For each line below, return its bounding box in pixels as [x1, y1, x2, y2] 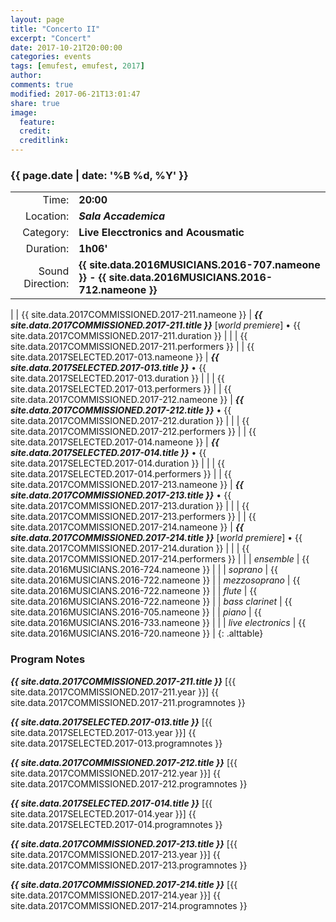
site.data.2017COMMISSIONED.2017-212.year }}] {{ [10, 767, 221, 779]
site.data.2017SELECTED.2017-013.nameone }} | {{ [10, 351, 220, 363]
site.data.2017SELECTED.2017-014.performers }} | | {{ [10, 468, 232, 480]
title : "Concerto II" [10, 24, 101, 34]
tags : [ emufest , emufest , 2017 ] [10, 61, 145, 71]
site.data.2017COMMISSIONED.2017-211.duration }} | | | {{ [10, 330, 248, 342]
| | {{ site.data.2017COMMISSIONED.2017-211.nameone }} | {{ [10, 309, 263, 321]
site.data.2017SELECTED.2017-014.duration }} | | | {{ [10, 457, 226, 470]
